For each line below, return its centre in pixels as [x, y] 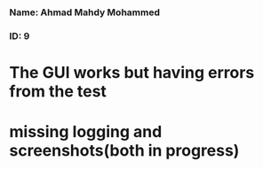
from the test [58, 92]
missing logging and [86, 132]
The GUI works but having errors [132, 73]
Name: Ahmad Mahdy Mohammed [84, 12]
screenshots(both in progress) [124, 151]
